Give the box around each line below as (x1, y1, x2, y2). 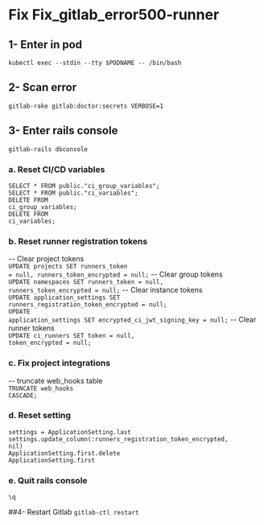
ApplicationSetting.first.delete (8, 449, 121, 457)
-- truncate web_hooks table (8, 375, 103, 385)
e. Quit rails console (8, 474, 88, 486)
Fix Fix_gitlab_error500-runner (8, 6, 220, 24)
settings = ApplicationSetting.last (8, 428, 131, 436)
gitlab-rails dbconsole (8, 145, 89, 154)
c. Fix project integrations (8, 358, 111, 369)
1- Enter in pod (8, 38, 83, 51)
